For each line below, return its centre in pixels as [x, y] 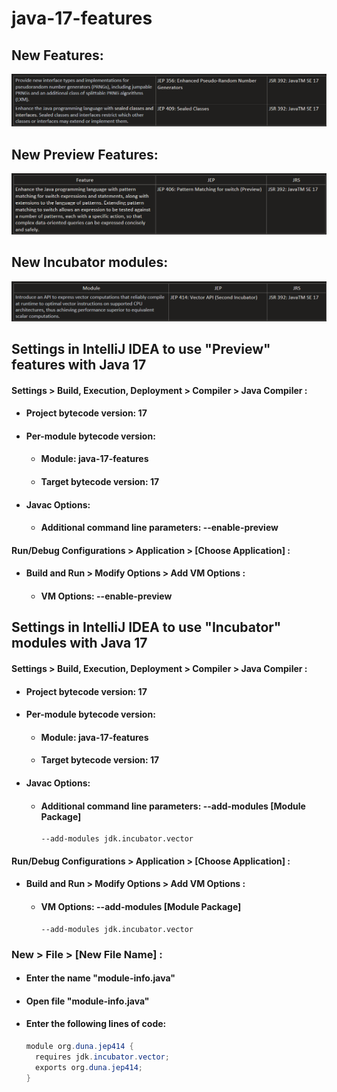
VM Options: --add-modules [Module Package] [141, 906]
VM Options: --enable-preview [106, 596]
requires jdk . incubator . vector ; [102, 1057]
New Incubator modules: [90, 262]
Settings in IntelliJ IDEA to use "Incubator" [146, 627]
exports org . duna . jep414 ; [89, 1067]
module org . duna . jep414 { [79, 1046]
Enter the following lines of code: [96, 1024]
